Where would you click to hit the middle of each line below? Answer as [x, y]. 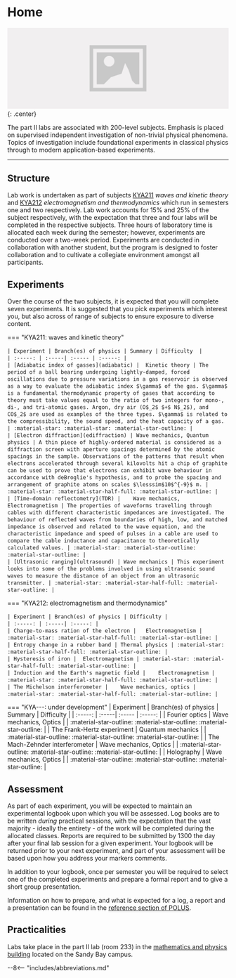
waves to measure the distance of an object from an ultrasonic [103, 576]
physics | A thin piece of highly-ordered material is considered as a [114, 443]
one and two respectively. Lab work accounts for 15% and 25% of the [108, 210]
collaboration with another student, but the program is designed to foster [113, 247]
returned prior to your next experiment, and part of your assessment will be [116, 850]
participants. [26, 262]
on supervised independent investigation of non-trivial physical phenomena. [118, 135]
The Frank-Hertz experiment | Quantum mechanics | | [129, 730]
